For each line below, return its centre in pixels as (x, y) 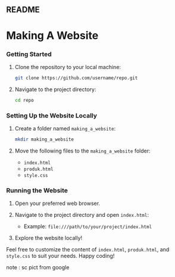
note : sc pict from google (38, 267)
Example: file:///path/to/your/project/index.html (88, 226)
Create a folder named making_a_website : (65, 128)
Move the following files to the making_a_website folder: (82, 151)
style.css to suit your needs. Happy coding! (60, 256)
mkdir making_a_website (44, 139)
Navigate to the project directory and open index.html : (82, 215)
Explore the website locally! (49, 238)
